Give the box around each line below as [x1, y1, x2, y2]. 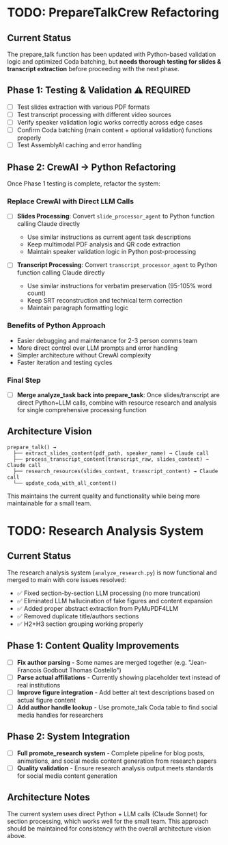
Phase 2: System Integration [7, 731, 130, 742]
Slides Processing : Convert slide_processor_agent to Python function [16, 212, 215, 220]
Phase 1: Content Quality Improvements [7, 640, 180, 652]
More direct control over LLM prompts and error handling [16, 344, 178, 352]
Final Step [7, 375, 41, 385]
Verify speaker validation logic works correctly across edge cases [16, 118, 203, 126]
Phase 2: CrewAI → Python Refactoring [7, 161, 176, 173]
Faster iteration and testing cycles [16, 358, 113, 366]
